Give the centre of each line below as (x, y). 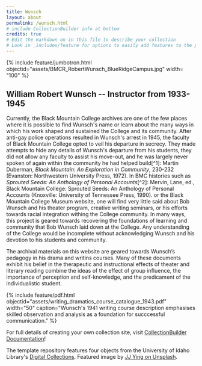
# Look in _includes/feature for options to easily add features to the (99, 46)
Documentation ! (26, 338)
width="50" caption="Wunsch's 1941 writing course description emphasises (101, 308)
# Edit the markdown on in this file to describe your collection (91, 40)
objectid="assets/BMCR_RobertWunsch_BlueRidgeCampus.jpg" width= (95, 69)
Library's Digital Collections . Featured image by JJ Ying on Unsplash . (92, 356)
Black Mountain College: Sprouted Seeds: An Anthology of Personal (90, 188)
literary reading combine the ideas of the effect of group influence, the (94, 270)
